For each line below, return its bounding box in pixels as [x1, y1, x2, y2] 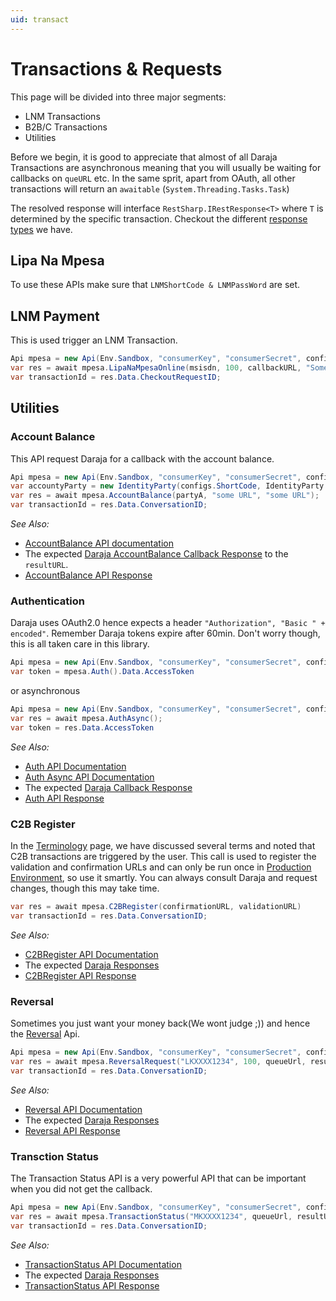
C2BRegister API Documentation [24, 948, 159, 960]
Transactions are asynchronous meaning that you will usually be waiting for [10, 161, 322, 173]
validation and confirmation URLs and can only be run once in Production [10, 861, 312, 873]
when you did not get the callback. [10, 1182, 153, 1195]
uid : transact [10, 14, 70, 25]
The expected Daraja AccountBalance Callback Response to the [24, 548, 289, 560]
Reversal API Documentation [24, 1103, 143, 1115]
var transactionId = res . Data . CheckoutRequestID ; [10, 372, 222, 382]
